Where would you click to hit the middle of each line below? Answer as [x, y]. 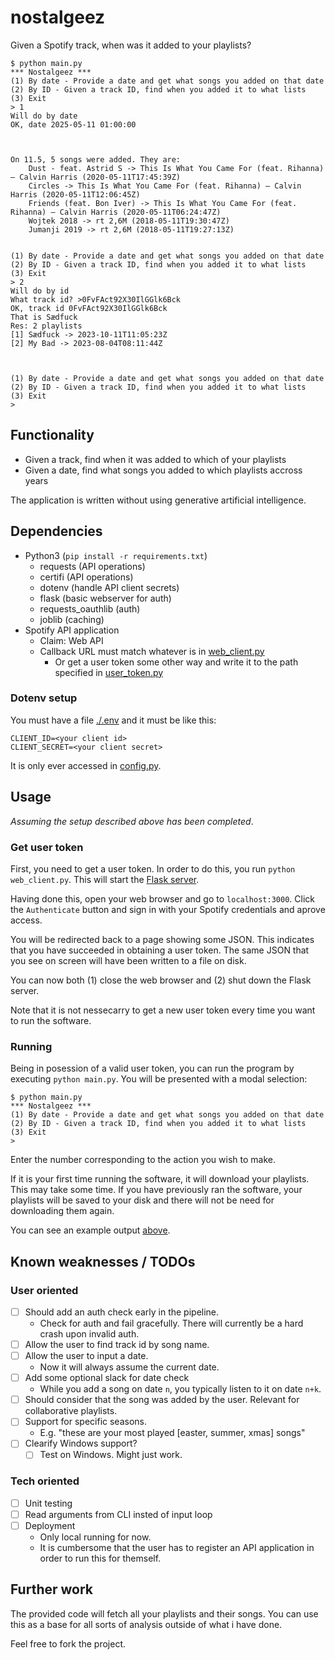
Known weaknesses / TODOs [103, 1261]
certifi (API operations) [86, 577]
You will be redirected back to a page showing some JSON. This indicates [162, 939]
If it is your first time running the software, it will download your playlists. [160, 1179]
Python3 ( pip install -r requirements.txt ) [116, 555]
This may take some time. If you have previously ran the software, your [156, 1190]
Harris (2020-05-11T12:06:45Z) [75, 194]
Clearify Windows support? [81, 1443]
